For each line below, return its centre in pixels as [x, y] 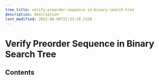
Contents [20, 72]
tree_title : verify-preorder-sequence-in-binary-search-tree [70, 10]
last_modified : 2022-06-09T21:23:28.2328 [49, 19]
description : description [32, 14]
